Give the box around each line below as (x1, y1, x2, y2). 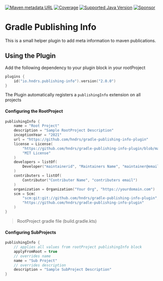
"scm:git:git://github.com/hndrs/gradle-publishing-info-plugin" (22, 196, 158, 201)
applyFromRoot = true (14, 249, 57, 254)
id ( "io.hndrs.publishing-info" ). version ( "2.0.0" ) (14, 78, 116, 84)
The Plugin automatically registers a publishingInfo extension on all (5, 92, 141, 98)
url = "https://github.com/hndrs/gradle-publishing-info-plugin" (14, 137, 149, 142)
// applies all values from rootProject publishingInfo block (14, 245, 142, 250)
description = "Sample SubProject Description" (14, 267, 112, 272)
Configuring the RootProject (5, 108, 63, 114)
